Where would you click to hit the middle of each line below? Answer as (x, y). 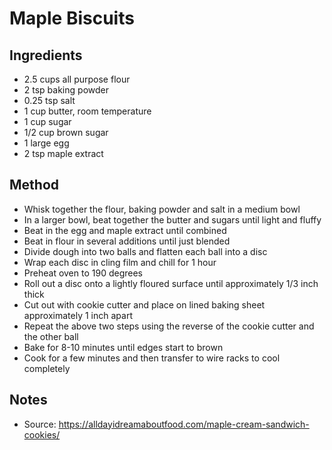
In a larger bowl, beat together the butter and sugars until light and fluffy (172, 219)
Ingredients (46, 55)
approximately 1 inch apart (78, 315)
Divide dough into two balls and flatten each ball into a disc (145, 251)
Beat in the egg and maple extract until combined (125, 230)
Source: (40, 424)
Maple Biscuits (72, 18)
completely (47, 368)
